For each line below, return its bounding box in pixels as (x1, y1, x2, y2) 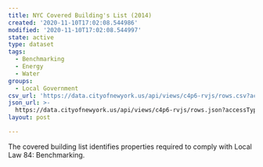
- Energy (15, 63, 44, 71)
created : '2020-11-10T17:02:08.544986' (8, 19, 139, 27)
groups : (8, 77, 34, 85)
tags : (8, 48, 26, 56)
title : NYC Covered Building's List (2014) (8, 11, 153, 20)
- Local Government (15, 84, 79, 93)
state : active (8, 33, 55, 42)
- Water (15, 70, 41, 78)
